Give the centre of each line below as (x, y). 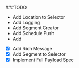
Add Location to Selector (39, 17)
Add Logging (26, 23)
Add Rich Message (32, 48)
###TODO (16, 7)
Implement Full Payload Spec (43, 60)
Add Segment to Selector (39, 54)
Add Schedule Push (33, 33)
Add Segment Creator (36, 28)
